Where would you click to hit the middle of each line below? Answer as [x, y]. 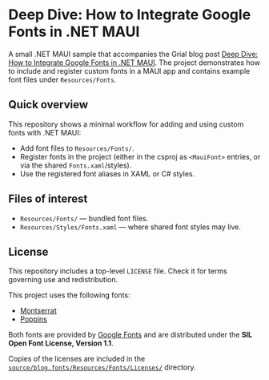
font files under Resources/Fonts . [62, 79]
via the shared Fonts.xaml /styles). [76, 165]
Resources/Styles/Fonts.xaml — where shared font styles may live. [130, 227]
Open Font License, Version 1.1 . [61, 343]
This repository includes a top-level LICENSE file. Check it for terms [118, 271]
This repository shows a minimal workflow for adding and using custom [126, 124]
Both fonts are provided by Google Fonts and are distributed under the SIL [130, 335]
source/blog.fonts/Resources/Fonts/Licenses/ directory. [102, 367]
